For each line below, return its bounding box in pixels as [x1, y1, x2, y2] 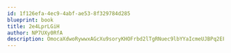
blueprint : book [7, 17, 54, 23]
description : [7, 36, 45, 43]
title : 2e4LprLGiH [7, 23, 60, 30]
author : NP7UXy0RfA [7, 29, 63, 36]
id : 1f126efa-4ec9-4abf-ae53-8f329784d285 [7, 10, 131, 17]
